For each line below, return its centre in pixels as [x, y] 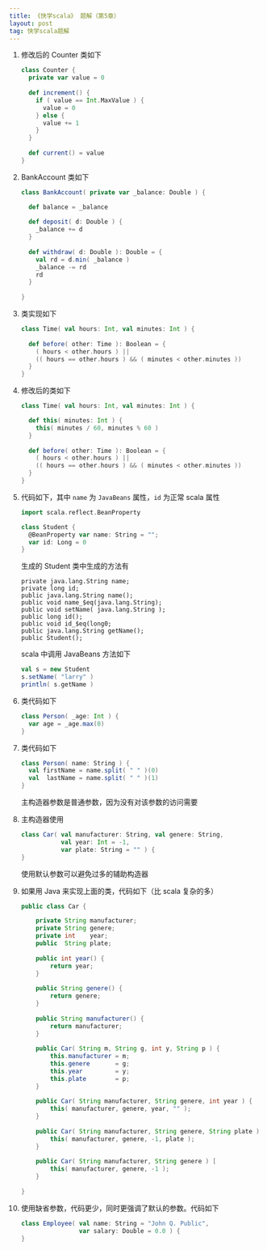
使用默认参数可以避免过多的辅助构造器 [84, 874]
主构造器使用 [42, 819]
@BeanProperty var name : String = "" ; [94, 535]
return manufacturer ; [87, 1026]
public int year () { [70, 958]
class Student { [48, 527]
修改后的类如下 [46, 391]
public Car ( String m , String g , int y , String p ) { [128, 1049]
